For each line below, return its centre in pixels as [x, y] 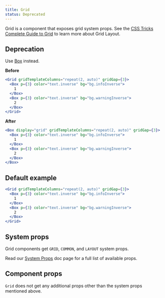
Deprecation [25, 49]
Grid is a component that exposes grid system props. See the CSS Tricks [79, 28]
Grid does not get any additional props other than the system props [74, 286]
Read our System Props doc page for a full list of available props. [71, 258]
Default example [31, 178]
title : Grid [17, 10]
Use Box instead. [22, 61]
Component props [34, 274]
